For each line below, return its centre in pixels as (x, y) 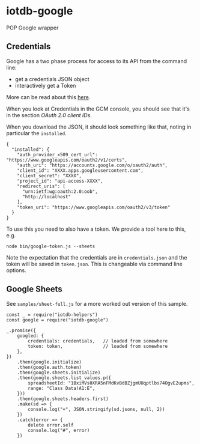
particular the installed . (37, 133)
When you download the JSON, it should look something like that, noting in (99, 127)
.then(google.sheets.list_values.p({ (64, 378)
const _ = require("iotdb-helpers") (52, 315)
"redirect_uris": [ (41, 186)
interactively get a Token (45, 85)
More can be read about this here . (48, 97)
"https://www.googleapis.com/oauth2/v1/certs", (67, 160)
